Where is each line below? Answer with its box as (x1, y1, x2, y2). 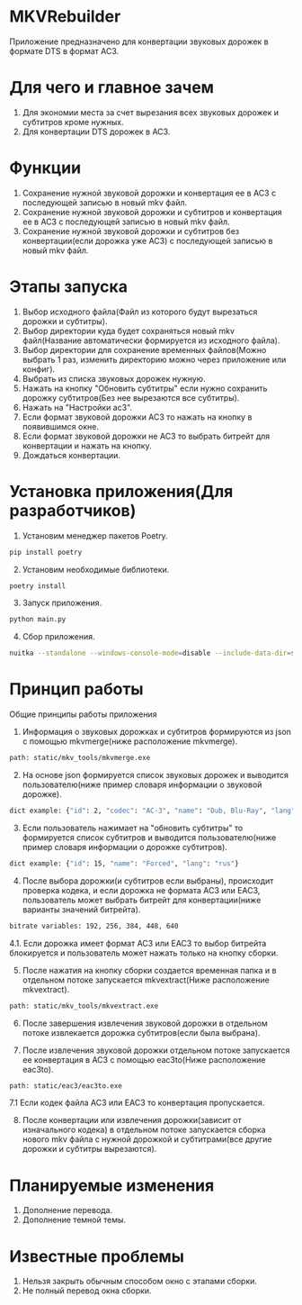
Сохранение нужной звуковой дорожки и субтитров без (22, 225, 240, 236)
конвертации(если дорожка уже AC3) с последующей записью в (22, 235, 273, 246)
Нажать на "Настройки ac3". (22, 402, 133, 412)
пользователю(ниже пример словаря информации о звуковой (22, 779, 262, 790)
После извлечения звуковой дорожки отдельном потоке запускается (22, 1045, 290, 1056)
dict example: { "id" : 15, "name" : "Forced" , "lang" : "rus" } (9, 858, 240, 868)
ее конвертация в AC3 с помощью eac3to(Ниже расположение (22, 1054, 266, 1065)
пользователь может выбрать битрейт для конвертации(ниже (22, 894, 262, 905)
